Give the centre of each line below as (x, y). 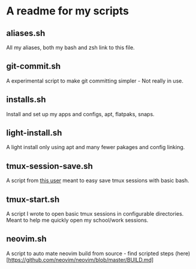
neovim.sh (26, 239)
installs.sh (26, 100)
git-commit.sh (34, 66)
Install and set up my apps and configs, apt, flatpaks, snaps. (80, 114)
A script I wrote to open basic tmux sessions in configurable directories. (95, 214)
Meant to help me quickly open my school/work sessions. (77, 220)
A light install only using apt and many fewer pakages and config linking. (96, 147)
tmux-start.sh (33, 199)
